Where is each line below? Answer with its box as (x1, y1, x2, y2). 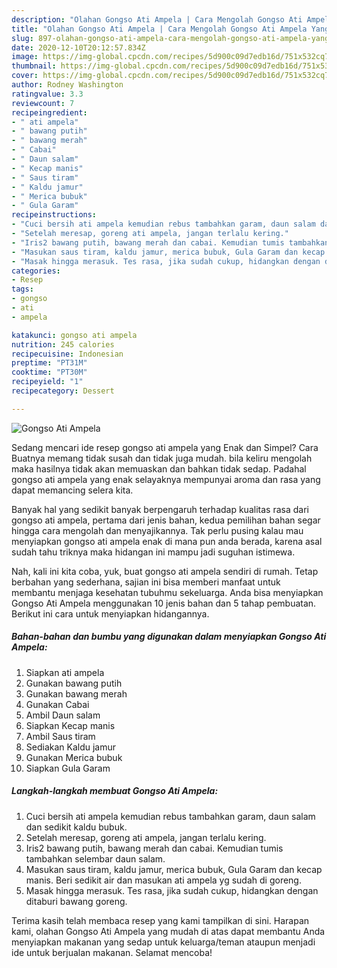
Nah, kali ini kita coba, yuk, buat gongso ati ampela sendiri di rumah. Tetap (11, 565, 319, 577)
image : (11, 52, 39, 62)
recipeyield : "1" (11, 377, 84, 387)
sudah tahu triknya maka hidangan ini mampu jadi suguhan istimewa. (11, 546, 296, 558)
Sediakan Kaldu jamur (25, 741, 117, 753)
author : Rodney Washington (11, 80, 124, 90)
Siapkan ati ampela (25, 666, 105, 678)
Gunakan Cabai (25, 698, 90, 710)
